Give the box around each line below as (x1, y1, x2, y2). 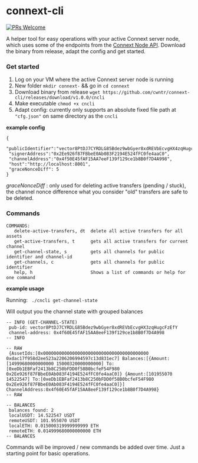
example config (6, 124, 45, 131)
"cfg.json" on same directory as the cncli (14, 112, 118, 119)
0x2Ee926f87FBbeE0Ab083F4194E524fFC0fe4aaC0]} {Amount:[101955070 (6, 371, 173, 377)
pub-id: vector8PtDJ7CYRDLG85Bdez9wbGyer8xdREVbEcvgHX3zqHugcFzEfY (8, 324, 178, 331)
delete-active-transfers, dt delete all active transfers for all (14, 228, 183, 234)
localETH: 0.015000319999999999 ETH (8, 423, 99, 429)
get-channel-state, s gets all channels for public (14, 248, 165, 255)
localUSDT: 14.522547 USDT (8, 412, 75, 418)
